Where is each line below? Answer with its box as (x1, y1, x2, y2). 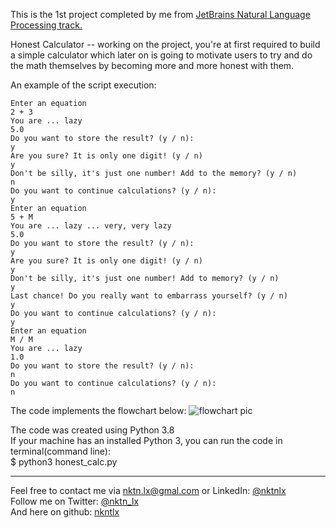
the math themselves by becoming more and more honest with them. (10, 60, 295, 71)
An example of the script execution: (10, 79, 157, 91)
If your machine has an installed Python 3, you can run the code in (10, 435, 283, 446)
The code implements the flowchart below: (10, 405, 187, 416)
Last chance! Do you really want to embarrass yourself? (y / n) (10, 291, 288, 301)
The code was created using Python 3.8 (10, 424, 175, 436)
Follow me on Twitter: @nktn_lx (10, 495, 140, 507)
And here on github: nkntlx (10, 506, 120, 518)
